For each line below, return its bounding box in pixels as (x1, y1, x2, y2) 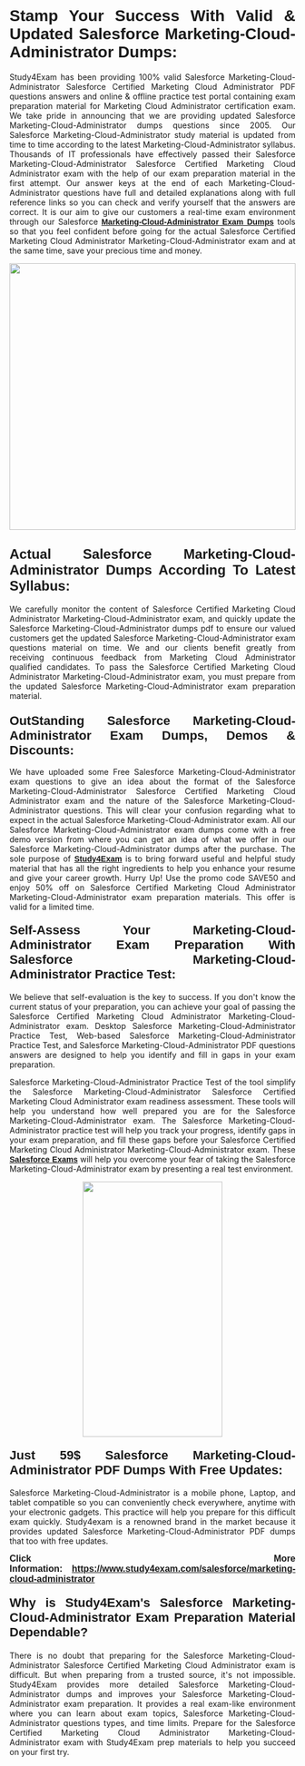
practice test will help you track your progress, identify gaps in (62, 1125, 296, 1136)
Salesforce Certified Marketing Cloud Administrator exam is (63, 1659, 296, 1671)
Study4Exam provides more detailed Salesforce (9, 1679, 220, 1690)
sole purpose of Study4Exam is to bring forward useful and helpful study (9, 853, 296, 864)
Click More (9, 1554, 296, 1565)
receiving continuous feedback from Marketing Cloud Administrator (9, 652, 296, 662)
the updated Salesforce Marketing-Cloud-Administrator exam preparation (9, 681, 296, 692)
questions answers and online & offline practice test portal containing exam (9, 91, 296, 102)
